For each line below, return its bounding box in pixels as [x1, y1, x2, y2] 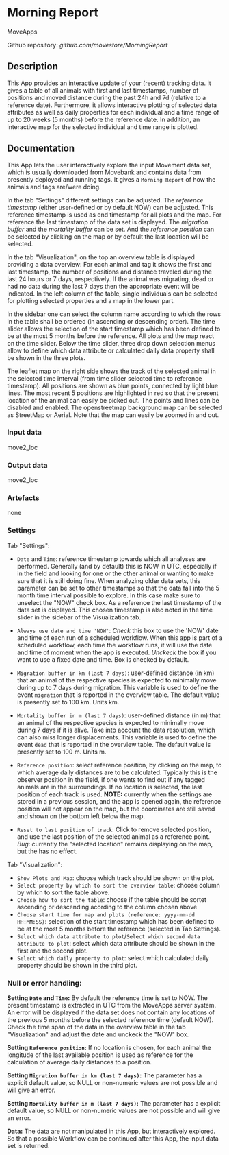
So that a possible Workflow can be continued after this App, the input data [7, 1134, 219, 1143]
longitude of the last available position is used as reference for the [7, 1051, 193, 1059]
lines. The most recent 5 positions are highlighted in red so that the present [7, 389, 219, 397]
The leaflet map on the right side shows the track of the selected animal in [7, 367, 217, 375]
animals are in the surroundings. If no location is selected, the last [16, 783, 203, 791]
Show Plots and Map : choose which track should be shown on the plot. [16, 873, 215, 882]
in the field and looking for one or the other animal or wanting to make [16, 569, 214, 577]
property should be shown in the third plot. [16, 961, 138, 969]
